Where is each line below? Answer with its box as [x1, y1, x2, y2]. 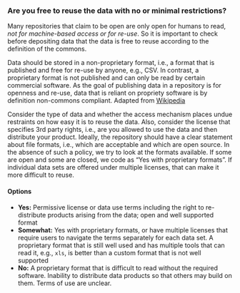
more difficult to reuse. [7, 170, 75, 180]
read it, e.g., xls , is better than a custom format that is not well [17, 248, 201, 257]
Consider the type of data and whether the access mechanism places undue [7, 110, 233, 119]
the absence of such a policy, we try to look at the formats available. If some [7, 148, 232, 157]
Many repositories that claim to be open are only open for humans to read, [7, 22, 226, 31]
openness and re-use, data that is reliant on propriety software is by [7, 88, 208, 98]
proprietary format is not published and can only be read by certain [7, 73, 206, 82]
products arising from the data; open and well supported [47, 210, 214, 219]
